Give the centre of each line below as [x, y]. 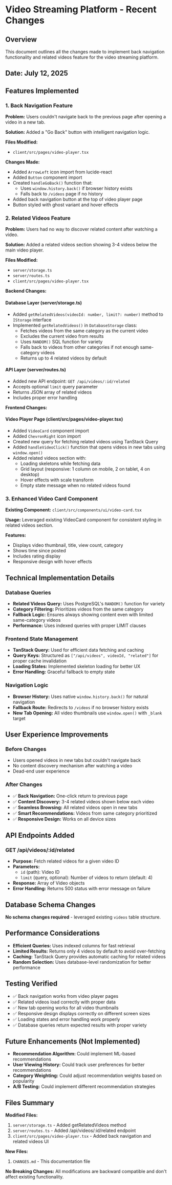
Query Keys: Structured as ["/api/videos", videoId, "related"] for [85, 656]
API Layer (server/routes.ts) [36, 370]
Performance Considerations [52, 933]
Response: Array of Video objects [49, 883]
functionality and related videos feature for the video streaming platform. [82, 57]
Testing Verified [31, 984]
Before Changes [26, 749]
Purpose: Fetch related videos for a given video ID [66, 861]
